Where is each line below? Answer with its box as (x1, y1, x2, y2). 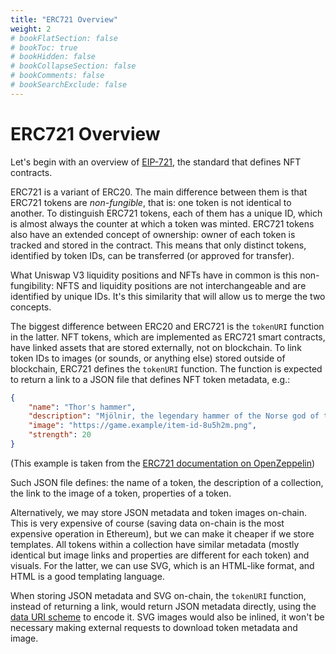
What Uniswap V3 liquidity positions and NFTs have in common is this (10, 269, 298, 281)
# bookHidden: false (10, 52, 97, 62)
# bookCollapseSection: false (10, 61, 137, 71)
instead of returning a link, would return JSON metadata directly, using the (10, 600, 317, 612)
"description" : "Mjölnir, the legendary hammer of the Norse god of (28, 411, 320, 421)
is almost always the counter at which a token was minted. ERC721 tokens (10, 217, 315, 230)
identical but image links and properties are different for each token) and (10, 549, 310, 561)
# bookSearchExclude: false (10, 80, 128, 90)
